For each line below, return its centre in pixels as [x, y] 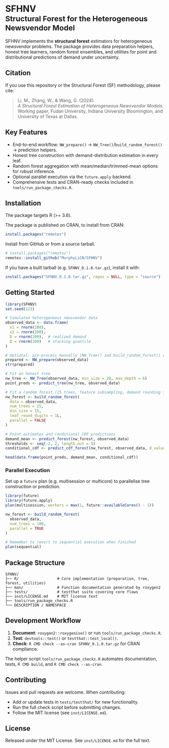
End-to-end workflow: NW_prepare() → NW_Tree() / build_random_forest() [87, 144]
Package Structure [35, 563]
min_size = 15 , [26, 411]
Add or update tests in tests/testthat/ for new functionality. [75, 702]
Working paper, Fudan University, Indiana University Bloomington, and [90, 111]
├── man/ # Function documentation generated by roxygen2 [83, 588]
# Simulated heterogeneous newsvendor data [52, 318]
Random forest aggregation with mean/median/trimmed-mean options [85, 166]
